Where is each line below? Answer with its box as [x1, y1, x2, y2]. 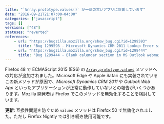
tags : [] [5, 21, 23, 26]
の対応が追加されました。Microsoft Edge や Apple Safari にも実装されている [5, 73, 158, 79]
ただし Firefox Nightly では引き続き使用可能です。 [13, 113, 114, 120]
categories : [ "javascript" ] [5, 16, 62, 21]
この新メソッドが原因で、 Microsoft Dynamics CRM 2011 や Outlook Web [5, 79, 150, 84]
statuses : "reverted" [5, 30, 49, 35]
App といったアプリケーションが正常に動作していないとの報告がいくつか [5, 85, 151, 91]
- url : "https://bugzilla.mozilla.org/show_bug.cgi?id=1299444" [14, 48, 147, 53]
